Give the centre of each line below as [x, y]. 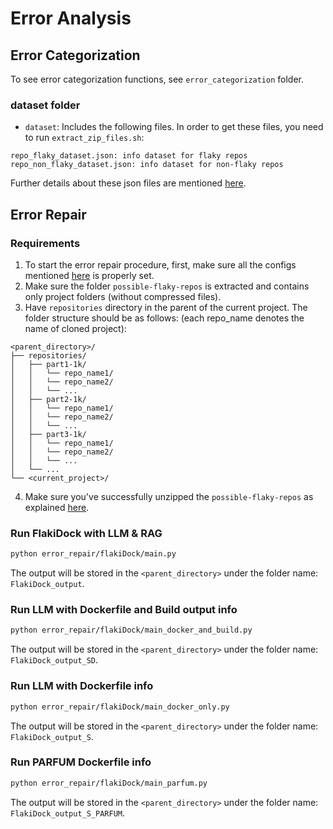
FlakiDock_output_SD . [54, 660]
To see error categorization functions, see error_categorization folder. [157, 79]
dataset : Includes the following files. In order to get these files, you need [174, 127]
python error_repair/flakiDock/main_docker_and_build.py [131, 630]
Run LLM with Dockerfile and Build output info [124, 610]
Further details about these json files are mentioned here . [128, 183]
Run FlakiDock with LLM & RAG [86, 533]
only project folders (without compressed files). [123, 296]
